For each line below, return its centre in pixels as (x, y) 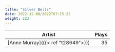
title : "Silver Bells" (28, 9)
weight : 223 (17, 18)
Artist (49, 35)
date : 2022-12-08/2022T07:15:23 (38, 14)
